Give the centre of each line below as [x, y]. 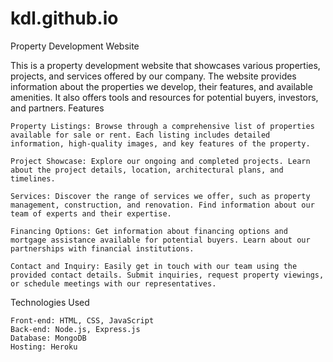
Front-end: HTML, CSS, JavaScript [82, 320]
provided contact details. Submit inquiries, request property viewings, [167, 275]
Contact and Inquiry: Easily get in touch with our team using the [154, 266]
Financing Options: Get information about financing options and [149, 231]
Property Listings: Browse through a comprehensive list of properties [162, 126]
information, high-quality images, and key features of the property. [160, 143]
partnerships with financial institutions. [102, 248]
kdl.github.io [64, 18]
